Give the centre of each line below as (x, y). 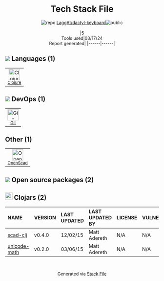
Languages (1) (33, 59)
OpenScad (18, 163)
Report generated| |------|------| (82, 43)
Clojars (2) (30, 198)
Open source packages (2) (53, 180)
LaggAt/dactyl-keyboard (81, 23)
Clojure (14, 82)
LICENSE (127, 217)
